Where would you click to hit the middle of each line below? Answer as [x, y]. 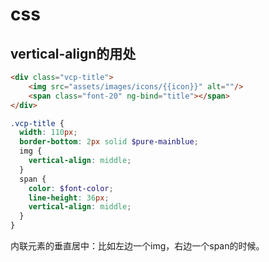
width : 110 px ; [48, 133]
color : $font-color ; [71, 188]
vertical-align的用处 [73, 53]
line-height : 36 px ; [69, 198]
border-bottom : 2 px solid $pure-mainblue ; [109, 142]
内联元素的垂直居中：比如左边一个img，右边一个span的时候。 [137, 246]
